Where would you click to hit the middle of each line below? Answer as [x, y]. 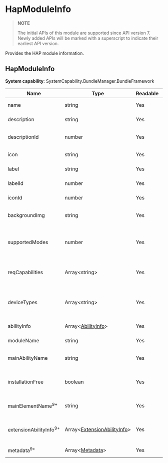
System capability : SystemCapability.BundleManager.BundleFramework [80, 81]
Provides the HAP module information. [44, 53]
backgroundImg [26, 215]
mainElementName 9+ [32, 406]
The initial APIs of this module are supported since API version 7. [84, 33]
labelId [15, 183]
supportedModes [28, 242]
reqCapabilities [25, 272]
